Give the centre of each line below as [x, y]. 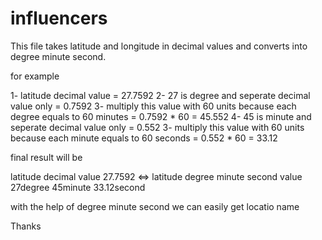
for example [35, 76]
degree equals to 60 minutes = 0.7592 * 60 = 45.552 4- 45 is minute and [161, 116]
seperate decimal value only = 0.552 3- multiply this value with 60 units [157, 127]
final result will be [46, 157]
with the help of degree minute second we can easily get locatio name [155, 206]
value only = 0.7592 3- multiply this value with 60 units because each [153, 106]
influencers [59, 18]
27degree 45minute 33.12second [78, 187]
